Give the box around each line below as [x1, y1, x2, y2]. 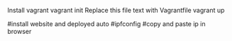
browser [7, 28, 32, 35]
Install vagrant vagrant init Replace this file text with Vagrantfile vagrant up [7, 6, 225, 14]
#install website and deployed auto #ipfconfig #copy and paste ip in [7, 20, 206, 28]
